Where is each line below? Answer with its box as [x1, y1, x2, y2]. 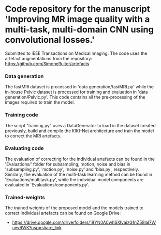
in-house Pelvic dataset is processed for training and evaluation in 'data [5, 89, 148, 95]
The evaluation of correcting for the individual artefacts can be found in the [5, 156, 155, 162]
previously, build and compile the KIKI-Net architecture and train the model [5, 128, 154, 134]
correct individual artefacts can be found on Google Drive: [5, 210, 121, 216]
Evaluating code [5, 145, 44, 151]
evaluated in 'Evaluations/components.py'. [5, 182, 89, 187]
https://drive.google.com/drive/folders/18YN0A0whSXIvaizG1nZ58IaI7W [12, 219, 156, 225]
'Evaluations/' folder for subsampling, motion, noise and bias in [5, 161, 131, 167]
